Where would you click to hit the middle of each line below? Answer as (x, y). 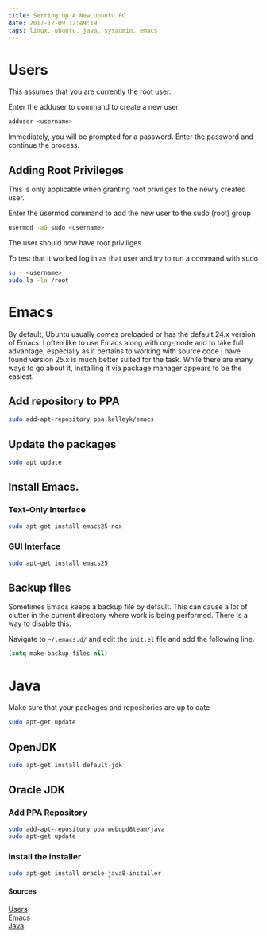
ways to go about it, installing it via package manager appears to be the (125, 368)
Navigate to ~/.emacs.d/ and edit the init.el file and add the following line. (131, 639)
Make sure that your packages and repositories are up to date (109, 708)
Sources (23, 891)
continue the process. (44, 145)
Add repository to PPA (64, 401)
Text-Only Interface (47, 510)
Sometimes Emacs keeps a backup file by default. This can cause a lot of (128, 607)
